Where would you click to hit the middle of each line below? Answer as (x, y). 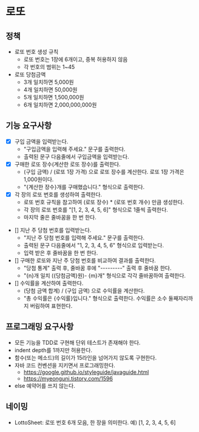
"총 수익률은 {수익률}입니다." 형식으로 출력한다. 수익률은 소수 (95, 298)
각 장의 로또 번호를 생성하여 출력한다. (58, 194)
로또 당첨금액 (30, 75)
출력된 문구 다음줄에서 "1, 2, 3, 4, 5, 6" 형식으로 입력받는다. (94, 245)
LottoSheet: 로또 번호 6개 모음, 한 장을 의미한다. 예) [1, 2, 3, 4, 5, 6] (95, 422)
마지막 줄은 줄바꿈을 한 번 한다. (60, 217)
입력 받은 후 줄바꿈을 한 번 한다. (61, 253)
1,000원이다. (39, 179)
